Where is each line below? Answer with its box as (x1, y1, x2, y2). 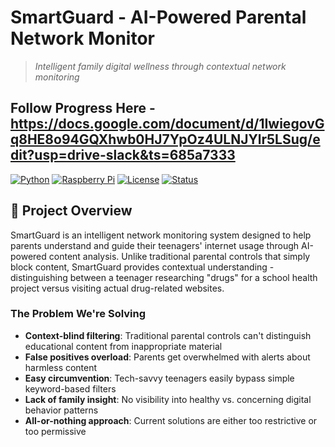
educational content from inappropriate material (24, 340, 223, 352)
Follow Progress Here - (10, 100, 156, 117)
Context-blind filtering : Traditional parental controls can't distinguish (24, 329, 312, 341)
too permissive (24, 425, 87, 437)
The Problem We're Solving (10, 307, 147, 321)
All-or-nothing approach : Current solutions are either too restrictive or (24, 414, 318, 426)
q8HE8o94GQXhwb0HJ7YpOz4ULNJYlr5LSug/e (10, 131, 321, 148)
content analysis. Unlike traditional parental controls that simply (48, 250, 311, 262)
